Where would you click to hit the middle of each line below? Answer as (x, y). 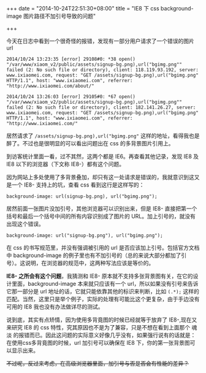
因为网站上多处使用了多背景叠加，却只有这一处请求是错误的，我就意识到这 (100, 177)
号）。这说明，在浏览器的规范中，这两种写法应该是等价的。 (80, 263)
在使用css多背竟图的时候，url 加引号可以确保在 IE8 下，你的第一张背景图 (98, 343)
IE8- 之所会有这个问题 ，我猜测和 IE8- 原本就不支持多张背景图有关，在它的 (100, 276)
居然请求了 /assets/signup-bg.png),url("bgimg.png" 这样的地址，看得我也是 (103, 136)
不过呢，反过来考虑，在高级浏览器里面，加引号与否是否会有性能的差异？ (97, 363)
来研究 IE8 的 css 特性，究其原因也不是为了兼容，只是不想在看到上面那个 (98, 327)
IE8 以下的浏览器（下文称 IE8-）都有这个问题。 (65, 164)
